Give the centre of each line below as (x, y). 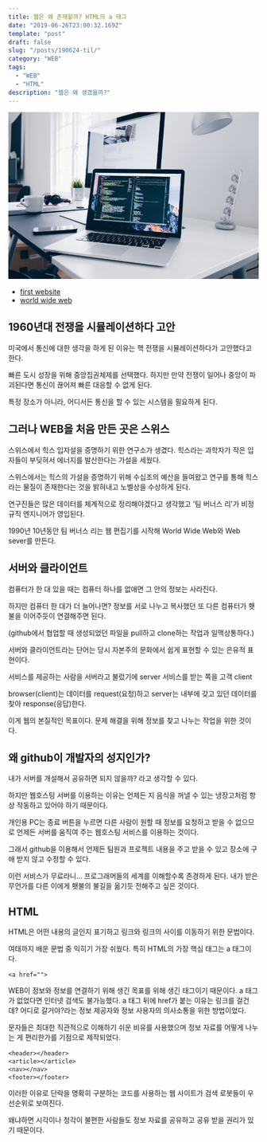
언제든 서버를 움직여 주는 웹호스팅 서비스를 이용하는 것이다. (108, 832)
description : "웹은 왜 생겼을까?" (60, 92)
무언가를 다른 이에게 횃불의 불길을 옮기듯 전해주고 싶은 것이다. (104, 886)
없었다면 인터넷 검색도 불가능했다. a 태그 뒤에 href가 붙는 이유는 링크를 (126, 1001)
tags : (17, 68)
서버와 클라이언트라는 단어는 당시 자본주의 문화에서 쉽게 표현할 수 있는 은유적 (127, 649)
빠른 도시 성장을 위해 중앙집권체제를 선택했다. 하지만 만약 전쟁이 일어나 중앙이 (128, 375)
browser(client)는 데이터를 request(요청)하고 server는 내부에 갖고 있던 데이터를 (133, 693)
